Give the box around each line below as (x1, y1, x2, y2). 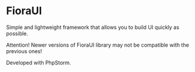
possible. (6, 30, 28, 37)
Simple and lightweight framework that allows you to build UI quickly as (6, 24, 180, 31)
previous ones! (6, 47, 42, 54)
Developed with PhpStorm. (6, 59, 71, 66)
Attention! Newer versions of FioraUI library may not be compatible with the (6, 41, 190, 48)
